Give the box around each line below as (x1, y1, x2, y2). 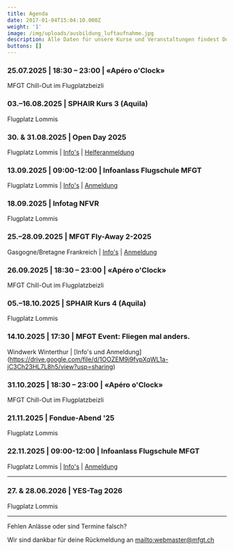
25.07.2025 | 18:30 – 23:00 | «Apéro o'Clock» (7, 66, 165, 75)
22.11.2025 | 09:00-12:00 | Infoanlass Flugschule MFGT (7, 446, 200, 456)
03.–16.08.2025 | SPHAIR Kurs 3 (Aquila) (7, 99, 148, 109)
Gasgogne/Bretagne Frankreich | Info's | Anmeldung (7, 248, 157, 256)
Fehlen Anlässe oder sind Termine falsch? (7, 522, 127, 530)
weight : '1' (7, 23, 42, 30)
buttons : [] (7, 43, 42, 50)
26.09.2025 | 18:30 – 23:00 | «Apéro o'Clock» (7, 265, 167, 275)
